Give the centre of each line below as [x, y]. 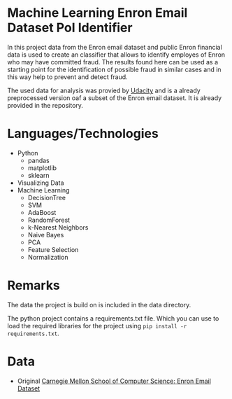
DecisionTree [47, 197]
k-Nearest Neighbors [58, 227]
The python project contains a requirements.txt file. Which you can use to [113, 318]
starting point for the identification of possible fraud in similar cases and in [114, 69]
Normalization [48, 257]
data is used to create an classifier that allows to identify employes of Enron [116, 55]
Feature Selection [53, 249]
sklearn [38, 175]
